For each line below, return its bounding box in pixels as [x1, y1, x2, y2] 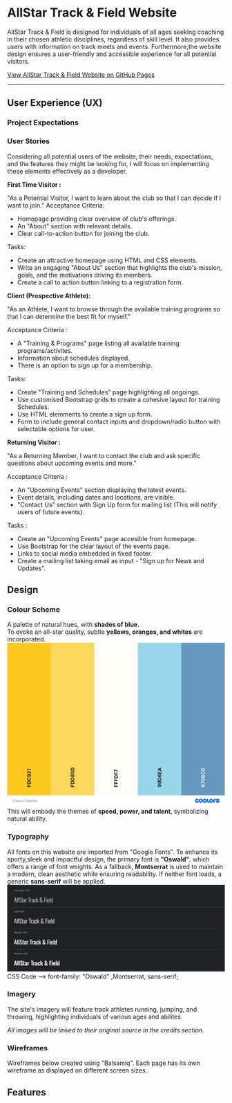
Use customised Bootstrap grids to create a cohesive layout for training [17, 395, 220, 403]
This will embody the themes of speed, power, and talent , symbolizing [7, 808, 209, 816]
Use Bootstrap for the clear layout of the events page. [17, 542, 171, 550]
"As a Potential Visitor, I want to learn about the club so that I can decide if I [7, 194, 222, 202]
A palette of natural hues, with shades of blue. [7, 621, 140, 629]
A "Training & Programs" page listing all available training [17, 339, 180, 347]
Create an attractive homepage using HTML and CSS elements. [17, 256, 198, 264]
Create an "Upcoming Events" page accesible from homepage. [17, 534, 197, 543]
